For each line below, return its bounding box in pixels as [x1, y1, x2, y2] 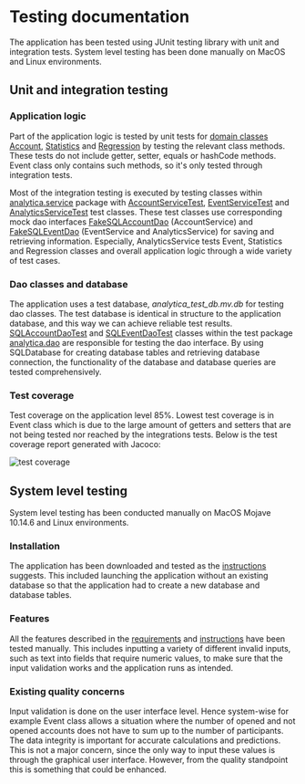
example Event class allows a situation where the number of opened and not [9, 715, 296, 727]
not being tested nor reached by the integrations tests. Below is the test [9, 429, 278, 440]
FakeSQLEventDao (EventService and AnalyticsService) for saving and [9, 225, 275, 236]
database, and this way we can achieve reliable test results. [9, 318, 233, 329]
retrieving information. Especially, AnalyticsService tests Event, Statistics [9, 235, 283, 246]
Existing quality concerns [9, 685, 126, 697]
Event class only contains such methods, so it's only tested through [9, 160, 263, 171]
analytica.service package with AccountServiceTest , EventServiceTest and [9, 196, 290, 207]
